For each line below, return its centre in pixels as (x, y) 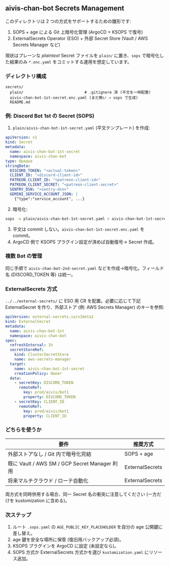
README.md (20, 102)
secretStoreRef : (27, 350)
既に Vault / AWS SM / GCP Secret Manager (59, 464)
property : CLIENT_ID (45, 416)
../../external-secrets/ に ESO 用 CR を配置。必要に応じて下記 (73, 301)
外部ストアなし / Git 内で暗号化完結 (50, 454)
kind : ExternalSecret (28, 322)
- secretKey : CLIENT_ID (39, 402)
